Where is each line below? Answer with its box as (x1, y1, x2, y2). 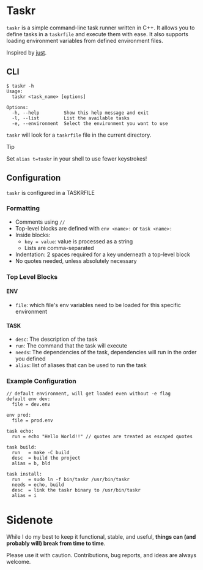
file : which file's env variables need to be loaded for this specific (15, 301, 182, 308)
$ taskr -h (6, 83, 34, 89)
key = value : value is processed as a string (24, 237, 133, 245)
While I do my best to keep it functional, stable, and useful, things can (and (6, 533, 196, 541)
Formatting (6, 204, 40, 213)
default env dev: (6, 396, 51, 402)
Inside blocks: (15, 231, 51, 238)
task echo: (6, 428, 34, 435)
